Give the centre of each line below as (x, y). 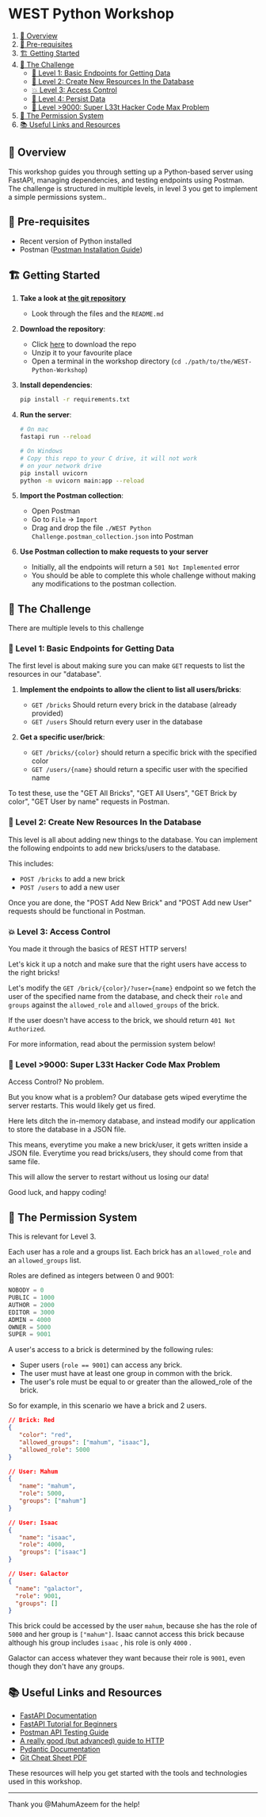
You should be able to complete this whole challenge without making (143, 575)
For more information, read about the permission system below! (112, 1044)
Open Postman (56, 511)
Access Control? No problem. (56, 1082)
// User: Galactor (38, 1574)
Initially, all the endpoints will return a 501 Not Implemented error (135, 567)
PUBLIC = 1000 (32, 1298)
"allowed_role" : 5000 (54, 1450)
